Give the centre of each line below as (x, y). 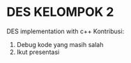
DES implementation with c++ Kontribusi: (65, 31)
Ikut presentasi (38, 52)
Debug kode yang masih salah (60, 44)
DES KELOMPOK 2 (60, 12)
